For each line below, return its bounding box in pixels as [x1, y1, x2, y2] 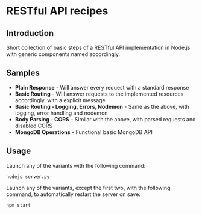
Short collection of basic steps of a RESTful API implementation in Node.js [6, 44, 191, 51]
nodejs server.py [6, 173, 50, 180]
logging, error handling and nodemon [14, 109, 108, 117]
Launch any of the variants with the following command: [6, 162, 146, 169]
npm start [6, 202, 31, 208]
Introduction [6, 28, 54, 38]
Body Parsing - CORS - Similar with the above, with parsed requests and [14, 115, 196, 123]
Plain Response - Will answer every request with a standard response [14, 84, 189, 91]
